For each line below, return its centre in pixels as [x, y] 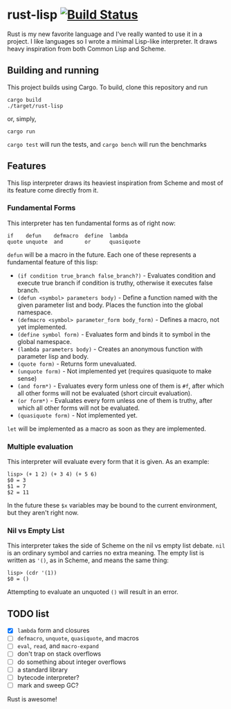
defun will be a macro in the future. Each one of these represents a [102, 254]
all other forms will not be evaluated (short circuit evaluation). [104, 393]
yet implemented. [42, 327]
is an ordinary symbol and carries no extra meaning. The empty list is [106, 553]
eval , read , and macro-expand [58, 646]
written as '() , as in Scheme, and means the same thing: [88, 560]
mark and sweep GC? [48, 685]
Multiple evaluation [40, 447]
